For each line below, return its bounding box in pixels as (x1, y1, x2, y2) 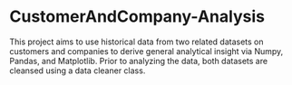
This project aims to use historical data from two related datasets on (9, 36, 265, 47)
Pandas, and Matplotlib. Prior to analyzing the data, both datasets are (9, 55, 268, 66)
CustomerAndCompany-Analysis (9, 6, 266, 27)
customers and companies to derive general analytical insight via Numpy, (9, 45, 284, 56)
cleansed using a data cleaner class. (9, 65, 146, 76)
